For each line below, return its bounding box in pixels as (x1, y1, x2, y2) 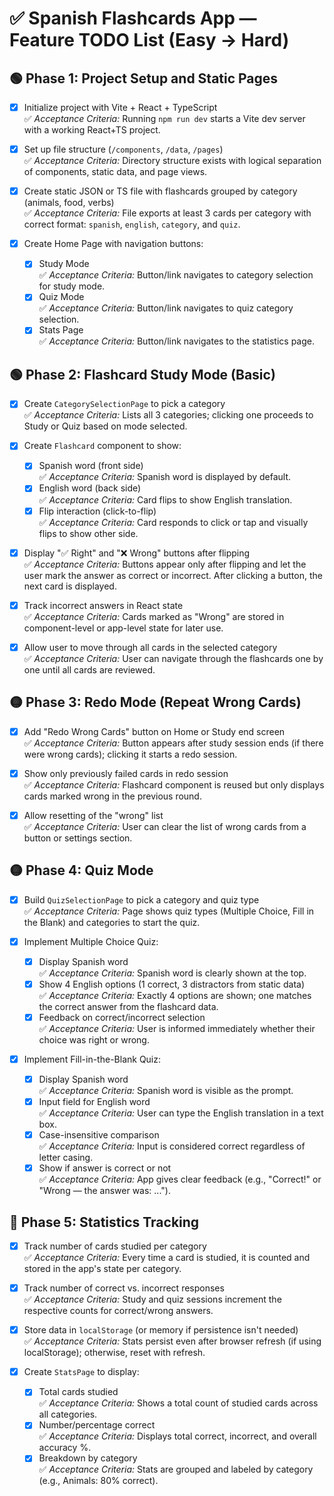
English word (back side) (38, 482, 142, 494)
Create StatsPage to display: (23, 1366, 140, 1378)
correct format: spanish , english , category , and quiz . (23, 218, 241, 231)
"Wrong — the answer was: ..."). (38, 1185, 171, 1197)
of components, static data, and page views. (23, 166, 208, 178)
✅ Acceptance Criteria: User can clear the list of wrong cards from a (23, 820, 307, 832)
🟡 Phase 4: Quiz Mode (9, 862, 154, 879)
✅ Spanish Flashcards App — (9, 7, 257, 30)
